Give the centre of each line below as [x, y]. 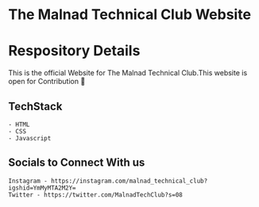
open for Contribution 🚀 [47, 82]
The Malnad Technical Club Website [130, 15]
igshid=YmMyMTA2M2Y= [43, 188]
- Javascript [30, 138]
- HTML [19, 125]
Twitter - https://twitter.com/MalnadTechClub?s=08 [95, 195]
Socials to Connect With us [77, 163]
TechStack [35, 106]
